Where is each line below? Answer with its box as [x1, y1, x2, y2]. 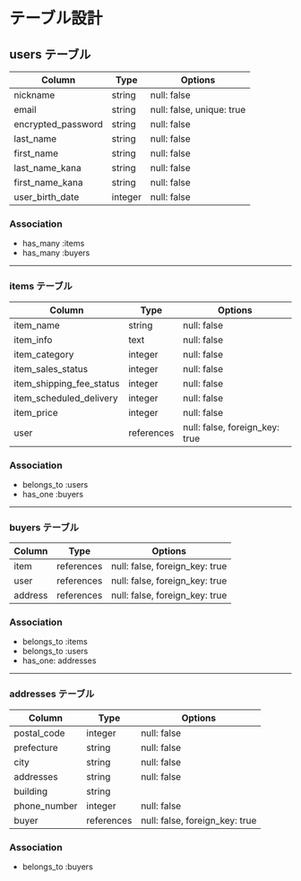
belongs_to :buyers [21, 861, 94, 872]
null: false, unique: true [150, 104, 246, 116]
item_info [13, 333, 53, 346]
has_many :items [21, 238, 85, 249]
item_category [13, 348, 74, 360]
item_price [13, 406, 58, 419]
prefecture [13, 741, 58, 754]
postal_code [13, 727, 65, 739]
